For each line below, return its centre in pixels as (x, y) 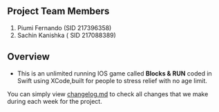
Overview (29, 57)
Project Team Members (58, 11)
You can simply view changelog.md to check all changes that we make (108, 94)
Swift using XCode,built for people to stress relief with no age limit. (112, 80)
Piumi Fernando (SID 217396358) (64, 27)
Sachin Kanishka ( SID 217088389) (66, 35)
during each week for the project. (55, 101)
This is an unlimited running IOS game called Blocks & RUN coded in (114, 73)
